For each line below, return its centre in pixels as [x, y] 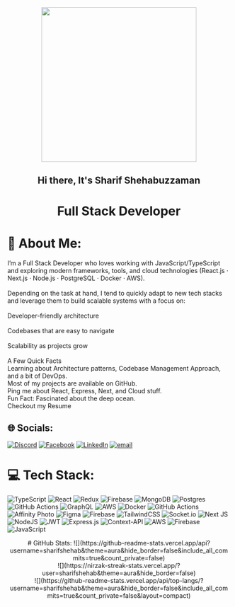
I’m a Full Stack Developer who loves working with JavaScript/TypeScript [114, 263]
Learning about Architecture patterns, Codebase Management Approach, [114, 368]
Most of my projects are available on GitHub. [72, 383]
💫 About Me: [45, 243]
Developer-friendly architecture [53, 316]
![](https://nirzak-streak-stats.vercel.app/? [119, 566]
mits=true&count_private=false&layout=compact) [119, 596]
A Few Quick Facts [35, 361]
